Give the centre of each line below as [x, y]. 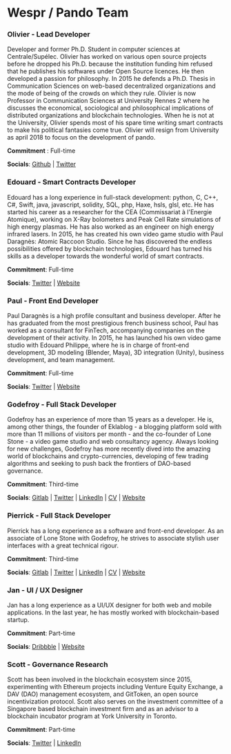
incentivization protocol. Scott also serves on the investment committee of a [115, 701]
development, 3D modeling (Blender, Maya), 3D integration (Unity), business [115, 352]
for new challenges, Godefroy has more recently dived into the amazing [109, 449]
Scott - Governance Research [58, 664]
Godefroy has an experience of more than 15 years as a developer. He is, [110, 420]
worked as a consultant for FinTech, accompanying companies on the [106, 330]
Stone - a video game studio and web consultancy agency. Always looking [113, 442]
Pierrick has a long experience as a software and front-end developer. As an [115, 531]
